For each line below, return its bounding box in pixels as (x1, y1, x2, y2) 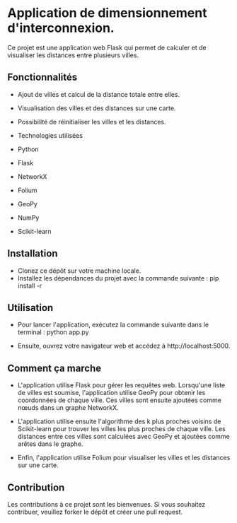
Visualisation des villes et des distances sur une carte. (17, 104, 176, 112)
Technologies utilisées (17, 131, 83, 139)
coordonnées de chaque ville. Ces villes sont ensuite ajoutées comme (17, 396, 221, 404)
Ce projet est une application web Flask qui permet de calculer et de (7, 43, 207, 52)
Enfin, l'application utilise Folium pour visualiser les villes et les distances (17, 454, 231, 462)
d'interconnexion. (7, 20, 115, 36)
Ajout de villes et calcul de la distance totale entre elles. (17, 90, 180, 98)
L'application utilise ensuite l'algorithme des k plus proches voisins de (17, 417, 221, 425)
